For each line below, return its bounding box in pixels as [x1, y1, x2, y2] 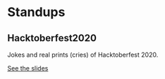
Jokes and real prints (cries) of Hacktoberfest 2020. [7, 50, 159, 59]
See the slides [7, 64, 49, 72]
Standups [7, 4, 66, 20]
